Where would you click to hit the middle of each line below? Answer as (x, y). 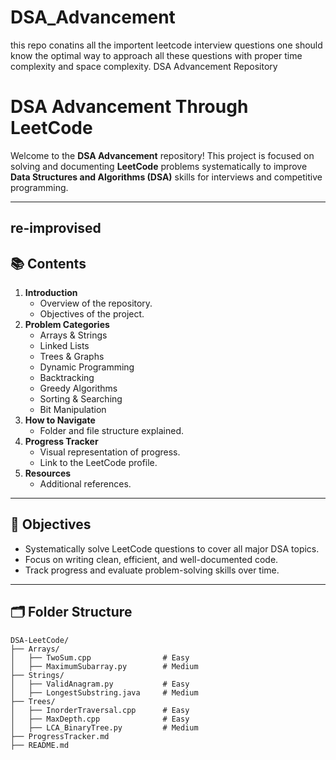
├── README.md (40, 745)
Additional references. (85, 484)
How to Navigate (60, 420)
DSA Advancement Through (129, 107)
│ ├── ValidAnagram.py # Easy (100, 684)
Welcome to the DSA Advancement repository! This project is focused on (162, 155)
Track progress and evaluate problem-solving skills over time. (152, 570)
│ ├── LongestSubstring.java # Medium (104, 692)
